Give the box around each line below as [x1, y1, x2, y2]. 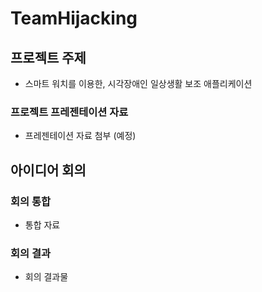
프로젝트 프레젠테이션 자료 [10, 105, 129, 119]
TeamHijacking [10, 7, 138, 30]
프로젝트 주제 [10, 49, 87, 66]
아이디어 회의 [10, 162, 87, 179]
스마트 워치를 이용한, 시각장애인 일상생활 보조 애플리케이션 [24, 78, 253, 89]
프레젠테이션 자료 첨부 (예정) [24, 130, 137, 142]
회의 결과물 [24, 271, 69, 283]
